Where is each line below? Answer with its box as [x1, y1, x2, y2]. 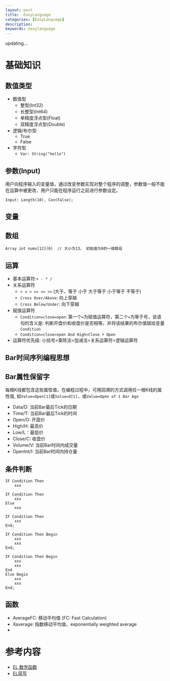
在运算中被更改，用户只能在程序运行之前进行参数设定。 [5, 187, 120, 193]
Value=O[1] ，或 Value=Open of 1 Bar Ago [55, 393, 139, 399]
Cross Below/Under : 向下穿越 [20, 301, 79, 307]
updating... [5, 40, 28, 46]
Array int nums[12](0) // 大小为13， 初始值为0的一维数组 [5, 246, 122, 252]
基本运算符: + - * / [12, 275, 52, 282]
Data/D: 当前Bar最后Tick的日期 [12, 404, 77, 410]
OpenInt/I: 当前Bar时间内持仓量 [12, 448, 77, 455]
